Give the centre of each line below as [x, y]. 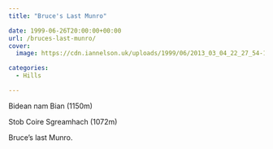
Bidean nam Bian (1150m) [51, 106]
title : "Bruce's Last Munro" [58, 16]
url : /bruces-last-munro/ [52, 38]
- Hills [29, 76]
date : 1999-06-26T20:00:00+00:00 [65, 31]
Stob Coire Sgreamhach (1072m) [63, 121]
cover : [19, 46]
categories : [28, 68]
